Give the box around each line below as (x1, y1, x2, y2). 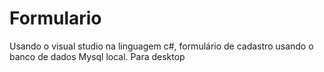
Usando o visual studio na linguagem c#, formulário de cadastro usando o (9, 40, 314, 52)
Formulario (9, 7, 102, 30)
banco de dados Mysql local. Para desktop (9, 50, 186, 62)
